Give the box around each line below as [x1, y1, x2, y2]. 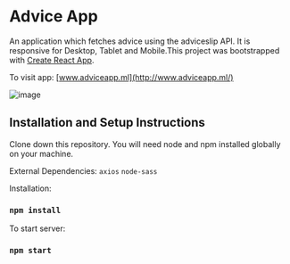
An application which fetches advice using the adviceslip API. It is [9, 36, 251, 46]
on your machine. [9, 148, 74, 159]
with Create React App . [9, 54, 95, 65]
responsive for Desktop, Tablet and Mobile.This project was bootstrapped [9, 45, 280, 55]
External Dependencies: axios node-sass [9, 165, 158, 176]
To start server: [9, 223, 66, 234]
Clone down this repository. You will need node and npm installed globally [9, 138, 281, 149]
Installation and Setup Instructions [9, 115, 205, 130]
